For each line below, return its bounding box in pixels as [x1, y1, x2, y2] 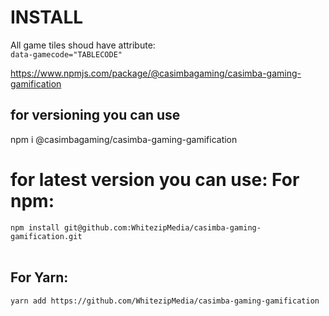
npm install [10, 222, 60, 233]
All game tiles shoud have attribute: [10, 39, 156, 51]
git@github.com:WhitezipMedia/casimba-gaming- [63, 222, 262, 233]
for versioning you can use [10, 107, 181, 124]
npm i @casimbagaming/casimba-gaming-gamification [10, 133, 238, 145]
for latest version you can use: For [10, 168, 300, 191]
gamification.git [10, 231, 83, 241]
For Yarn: [10, 269, 69, 286]
